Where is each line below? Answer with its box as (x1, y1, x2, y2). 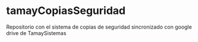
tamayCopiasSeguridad (6, 4, 126, 17)
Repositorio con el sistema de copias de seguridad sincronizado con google (6, 23, 192, 30)
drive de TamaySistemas (6, 29, 67, 36)
